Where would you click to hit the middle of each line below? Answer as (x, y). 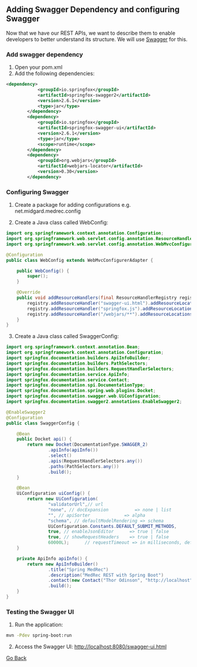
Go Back (16, 658)
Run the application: (39, 625)
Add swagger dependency (45, 54)
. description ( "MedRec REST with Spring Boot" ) (106, 575)
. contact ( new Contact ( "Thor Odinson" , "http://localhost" (120, 581)
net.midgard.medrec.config (47, 211)
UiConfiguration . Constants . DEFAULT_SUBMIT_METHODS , (112, 526)
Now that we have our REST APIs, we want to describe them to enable (91, 33)
